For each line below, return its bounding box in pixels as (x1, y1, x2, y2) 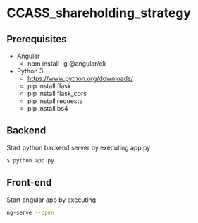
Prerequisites (6, 33, 67, 45)
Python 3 (16, 67, 44, 75)
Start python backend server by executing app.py (6, 143, 151, 152)
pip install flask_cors (27, 90, 87, 97)
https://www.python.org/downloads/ (27, 74, 133, 83)
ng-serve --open (6, 209, 54, 216)
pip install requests (27, 97, 82, 105)
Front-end (6, 176, 52, 188)
